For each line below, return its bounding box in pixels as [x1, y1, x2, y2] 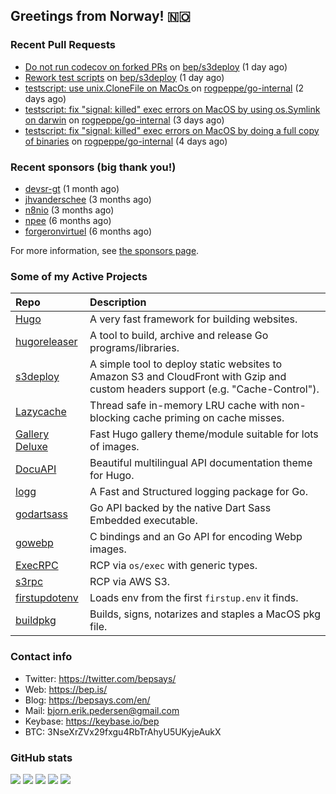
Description [89, 295, 147, 309]
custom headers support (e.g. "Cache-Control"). [89, 382, 320, 396]
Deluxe [15, 440, 48, 454]
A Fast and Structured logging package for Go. [89, 485, 308, 499]
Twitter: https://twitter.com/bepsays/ [24, 672, 177, 684]
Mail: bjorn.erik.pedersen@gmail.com [24, 704, 180, 716]
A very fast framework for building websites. [89, 312, 298, 326]
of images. [89, 440, 140, 454]
